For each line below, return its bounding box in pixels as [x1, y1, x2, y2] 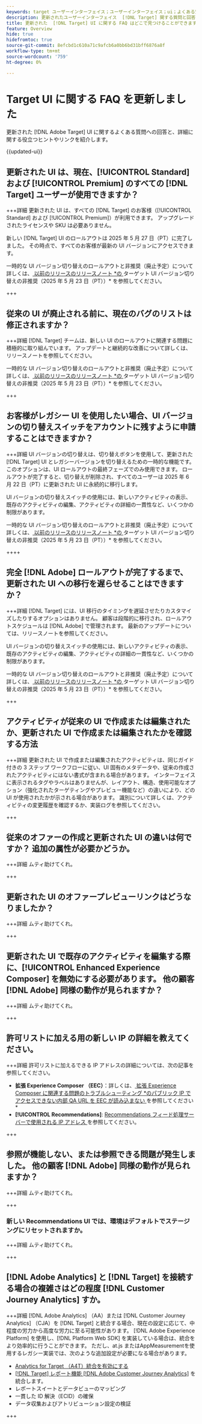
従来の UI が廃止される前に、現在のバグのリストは [6, 308, 192, 319]
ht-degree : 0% [6, 59, 42, 65]
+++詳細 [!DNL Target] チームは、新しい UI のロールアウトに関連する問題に [6, 337, 194, 344]
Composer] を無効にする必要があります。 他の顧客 [6, 973, 195, 984]
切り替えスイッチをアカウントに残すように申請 [22, 422, 196, 433]
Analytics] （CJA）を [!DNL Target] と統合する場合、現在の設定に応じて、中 [6, 1319, 195, 1326]
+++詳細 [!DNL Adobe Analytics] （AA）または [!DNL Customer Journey [6, 1311, 186, 1319]
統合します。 [14, 1377, 47, 1384]
